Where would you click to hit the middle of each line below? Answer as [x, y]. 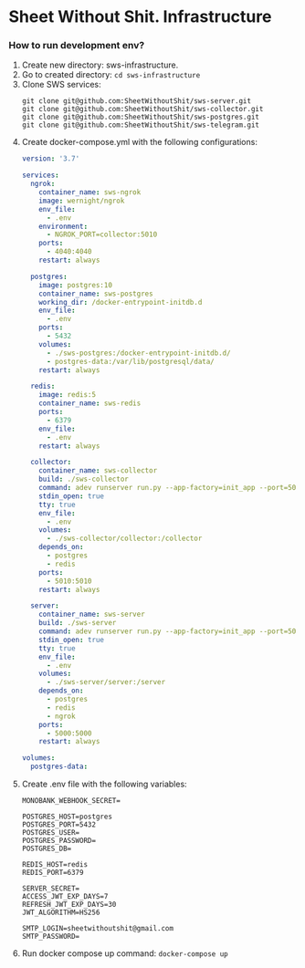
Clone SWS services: [61, 85]
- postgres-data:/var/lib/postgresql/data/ [131, 361]
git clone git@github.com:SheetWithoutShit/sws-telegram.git [141, 125]
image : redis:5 [68, 395]
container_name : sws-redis [90, 403]
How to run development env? [77, 46]
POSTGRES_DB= [47, 849]
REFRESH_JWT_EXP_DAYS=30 [69, 905]
